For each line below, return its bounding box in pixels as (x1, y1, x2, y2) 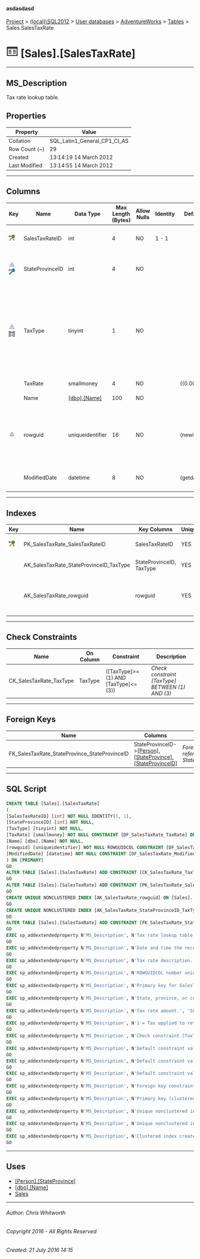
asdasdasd (6, 5, 35, 12)
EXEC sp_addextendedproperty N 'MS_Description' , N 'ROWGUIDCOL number (6, 970, 183, 976)
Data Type (74, 210, 101, 217)
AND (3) (151, 690, 171, 697)
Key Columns (139, 526, 173, 533)
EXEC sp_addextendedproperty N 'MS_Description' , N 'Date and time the (6, 945, 183, 951)
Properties (6, 111, 46, 121)
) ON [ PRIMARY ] (6, 857, 44, 863)
